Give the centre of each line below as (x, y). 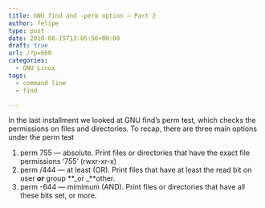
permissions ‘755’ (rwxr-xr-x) (68, 161)
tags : (17, 75)
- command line (41, 83)
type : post (26, 31)
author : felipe (34, 23)
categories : (28, 61)
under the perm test (41, 137)
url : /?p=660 (30, 53)
